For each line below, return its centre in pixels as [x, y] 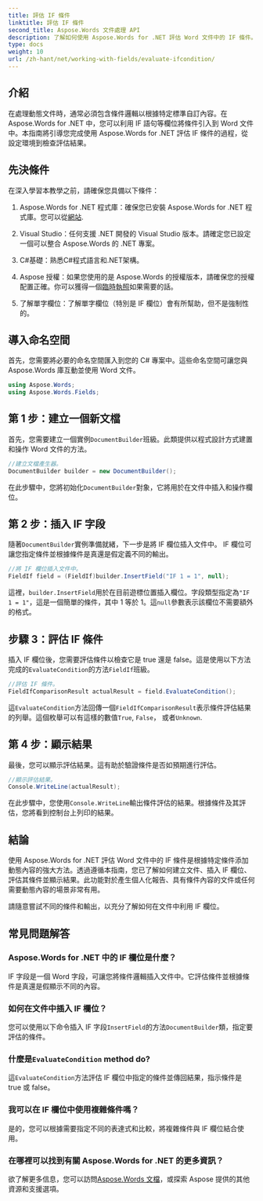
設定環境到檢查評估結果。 [49, 143]
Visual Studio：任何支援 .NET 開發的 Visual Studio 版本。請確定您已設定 [135, 233]
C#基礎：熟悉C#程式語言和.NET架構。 [81, 260]
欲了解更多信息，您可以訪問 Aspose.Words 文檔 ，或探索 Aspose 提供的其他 [129, 1179]
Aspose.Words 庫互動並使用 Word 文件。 [74, 371]
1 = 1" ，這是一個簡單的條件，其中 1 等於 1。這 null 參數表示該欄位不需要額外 [131, 602]
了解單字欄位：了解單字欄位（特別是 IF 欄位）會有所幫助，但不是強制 [131, 303]
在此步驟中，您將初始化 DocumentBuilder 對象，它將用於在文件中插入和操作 [127, 487]
